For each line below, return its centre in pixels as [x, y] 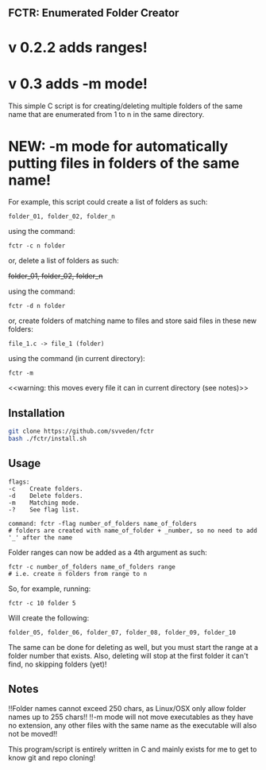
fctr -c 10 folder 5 [42, 603]
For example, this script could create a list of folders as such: [108, 202]
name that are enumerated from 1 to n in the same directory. [106, 114]
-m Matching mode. [44, 503]
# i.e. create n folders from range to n [78, 574]
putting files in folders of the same [124, 163]
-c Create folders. [46, 488]
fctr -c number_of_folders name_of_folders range [92, 567]
